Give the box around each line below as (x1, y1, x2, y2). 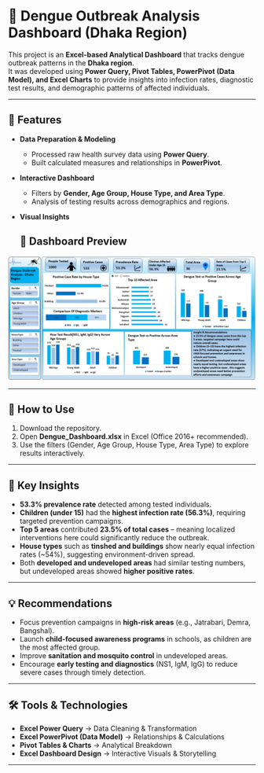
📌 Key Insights (8, 479, 80, 492)
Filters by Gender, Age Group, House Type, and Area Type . (31, 188, 225, 197)
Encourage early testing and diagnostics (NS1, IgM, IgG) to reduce (19, 660, 238, 668)
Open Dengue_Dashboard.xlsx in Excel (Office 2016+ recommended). (19, 432, 249, 441)
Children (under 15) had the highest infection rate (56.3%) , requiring (19, 508, 246, 517)
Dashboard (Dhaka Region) (8, 24, 188, 42)
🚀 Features (8, 113, 62, 127)
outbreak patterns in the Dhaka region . (8, 58, 135, 68)
